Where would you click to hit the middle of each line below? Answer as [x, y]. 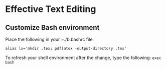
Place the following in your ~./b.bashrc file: [50, 39]
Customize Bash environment [52, 28]
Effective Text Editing [51, 9]
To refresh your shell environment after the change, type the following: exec [83, 58]
